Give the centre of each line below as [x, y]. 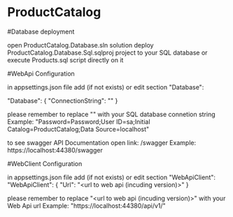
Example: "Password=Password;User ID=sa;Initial [79, 121]
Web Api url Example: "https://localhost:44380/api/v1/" [86, 205]
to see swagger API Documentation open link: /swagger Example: [102, 142]
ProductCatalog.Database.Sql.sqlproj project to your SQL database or [107, 52]
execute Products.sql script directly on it [65, 59]
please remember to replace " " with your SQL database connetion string [111, 114]
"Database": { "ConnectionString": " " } [63, 100]
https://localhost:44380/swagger [55, 150]
